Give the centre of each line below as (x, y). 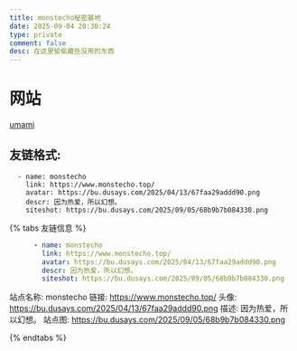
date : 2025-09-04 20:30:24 (60, 26)
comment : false (38, 43)
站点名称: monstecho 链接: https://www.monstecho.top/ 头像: (123, 297)
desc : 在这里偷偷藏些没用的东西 (62, 52)
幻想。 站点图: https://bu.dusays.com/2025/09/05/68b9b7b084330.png (151, 320)
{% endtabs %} (38, 338)
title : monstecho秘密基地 (56, 18)
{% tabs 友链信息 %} (48, 228)
